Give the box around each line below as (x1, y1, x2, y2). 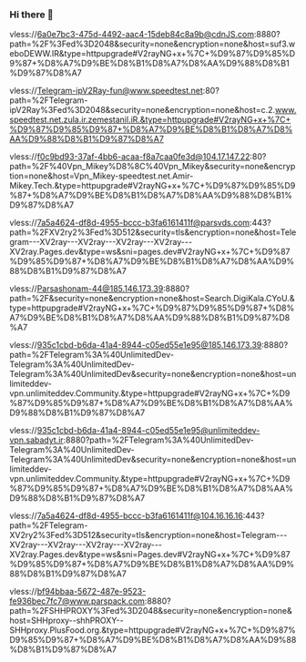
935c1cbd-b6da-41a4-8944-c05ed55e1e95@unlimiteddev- (36, 425, 260, 436)
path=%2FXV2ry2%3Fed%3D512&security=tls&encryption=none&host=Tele (9, 227, 297, 238)
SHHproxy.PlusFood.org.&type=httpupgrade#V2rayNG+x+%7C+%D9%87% (9, 625, 296, 636)
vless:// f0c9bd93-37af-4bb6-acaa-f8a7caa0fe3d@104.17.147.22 (9, 151, 250, 162)
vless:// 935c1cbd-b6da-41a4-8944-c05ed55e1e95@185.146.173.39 (9, 340, 262, 351)
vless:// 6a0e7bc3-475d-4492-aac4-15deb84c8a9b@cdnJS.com (9, 29, 255, 40)
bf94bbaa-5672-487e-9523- (36, 586, 147, 597)
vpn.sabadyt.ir (9, 434, 64, 445)
